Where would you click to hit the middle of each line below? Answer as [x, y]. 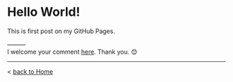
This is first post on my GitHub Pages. [61, 31]
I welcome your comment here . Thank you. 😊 [72, 52]
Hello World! [44, 12]
